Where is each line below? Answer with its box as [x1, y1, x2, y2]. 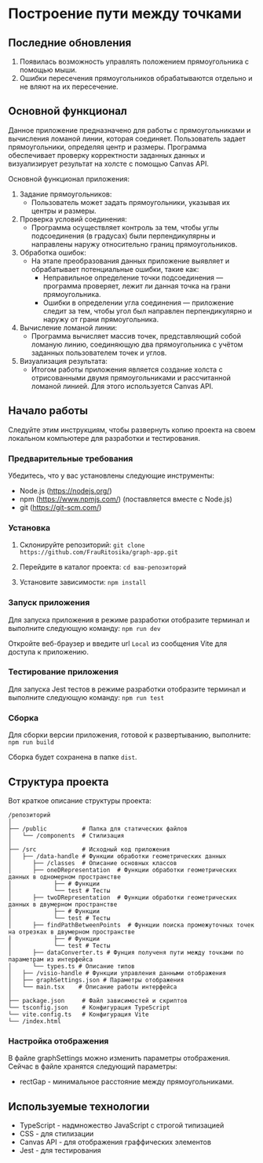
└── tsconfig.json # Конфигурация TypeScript [8, 1003, 170, 1011]
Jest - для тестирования [19, 1146, 102, 1155]
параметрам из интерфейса [8, 956, 93, 963]
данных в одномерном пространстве [8, 873, 122, 881]
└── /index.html [8, 1017, 61, 1025]
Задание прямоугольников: [19, 189, 112, 199]
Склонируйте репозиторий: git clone [19, 540, 145, 550]
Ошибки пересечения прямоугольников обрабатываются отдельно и [19, 74, 253, 83]
